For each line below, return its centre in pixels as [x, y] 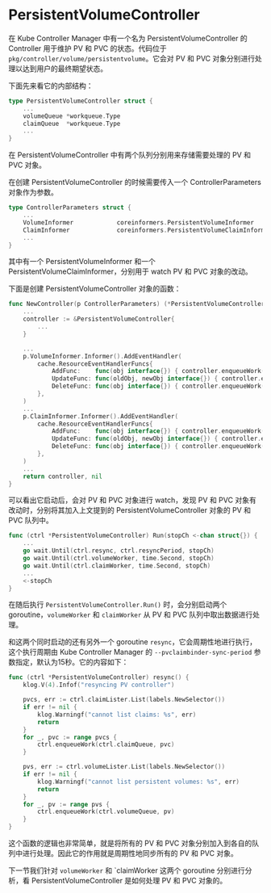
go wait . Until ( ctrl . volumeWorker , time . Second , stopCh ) [119, 559]
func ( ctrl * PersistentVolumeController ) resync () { [99, 677]
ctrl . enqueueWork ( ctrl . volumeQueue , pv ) [106, 812]
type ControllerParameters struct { [70, 208]
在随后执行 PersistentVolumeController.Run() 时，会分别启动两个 [118, 605]
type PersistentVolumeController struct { [81, 101]
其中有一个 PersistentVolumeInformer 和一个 [82, 262]
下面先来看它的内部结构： [51, 86]
